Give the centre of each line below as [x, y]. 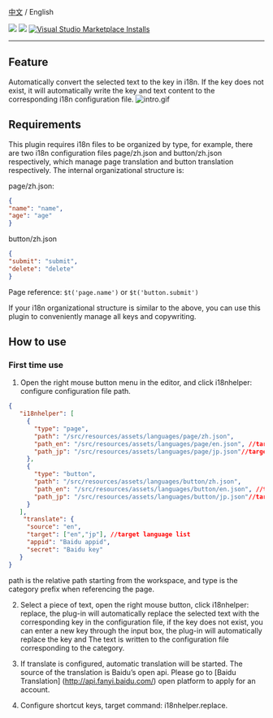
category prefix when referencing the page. [82, 589]
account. [35, 690]
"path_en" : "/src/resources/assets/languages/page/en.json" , [139, 444]
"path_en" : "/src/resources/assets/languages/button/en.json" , [143, 489]
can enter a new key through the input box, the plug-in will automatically [141, 630]
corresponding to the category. [72, 647]
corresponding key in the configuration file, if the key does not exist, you [142, 622]
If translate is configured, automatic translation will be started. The [131, 664]
